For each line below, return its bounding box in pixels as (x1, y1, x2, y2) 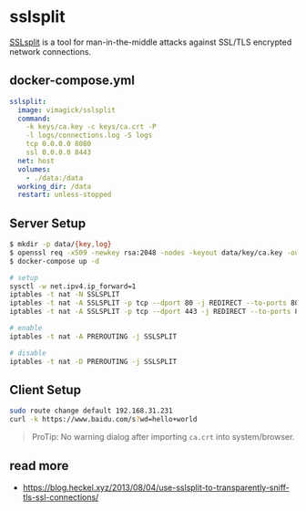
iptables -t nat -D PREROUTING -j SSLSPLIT (9, 357, 178, 366)
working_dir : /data (17, 182, 92, 191)
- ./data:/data (25, 173, 84, 182)
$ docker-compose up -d (9, 256, 100, 266)
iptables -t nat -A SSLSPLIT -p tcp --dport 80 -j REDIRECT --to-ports (9, 298, 287, 308)
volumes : (17, 164, 51, 174)
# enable (9, 324, 43, 333)
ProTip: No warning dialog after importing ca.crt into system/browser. (31, 432, 295, 443)
